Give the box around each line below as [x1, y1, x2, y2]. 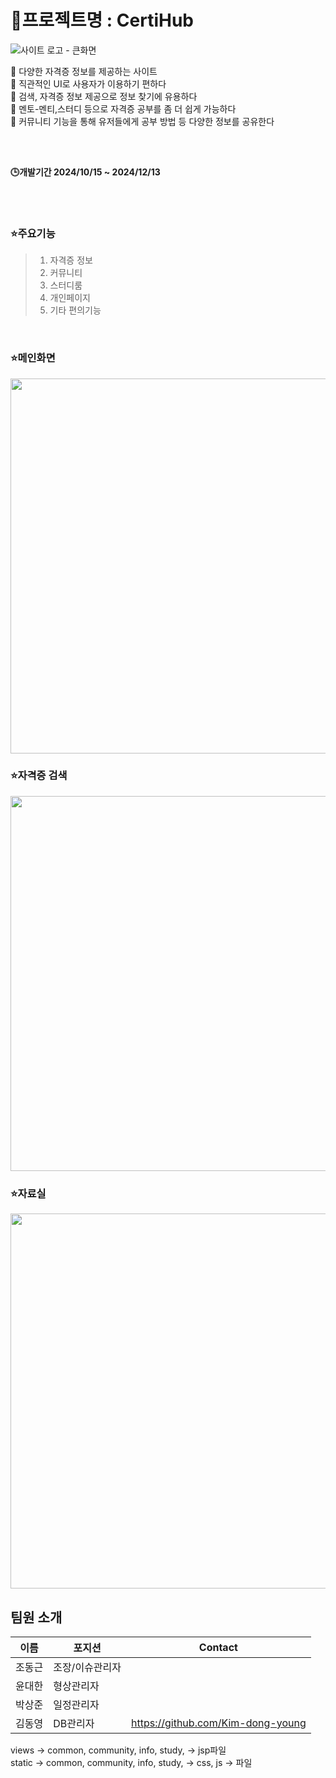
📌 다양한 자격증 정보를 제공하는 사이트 [10, 65, 158, 77]
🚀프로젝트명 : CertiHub [10, 9, 194, 32]
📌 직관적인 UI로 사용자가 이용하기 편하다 [10, 77, 167, 90]
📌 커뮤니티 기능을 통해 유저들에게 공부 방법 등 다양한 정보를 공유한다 [10, 115, 275, 127]
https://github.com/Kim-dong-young [130, 1716, 307, 1730]
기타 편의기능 [49, 304, 102, 316]
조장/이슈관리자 [53, 1660, 122, 1674]
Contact [198, 1640, 238, 1654]
